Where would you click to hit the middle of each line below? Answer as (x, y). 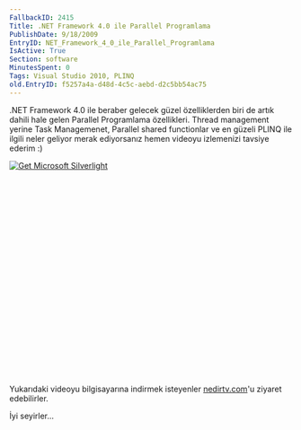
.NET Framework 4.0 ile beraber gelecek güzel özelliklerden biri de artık (142, 110)
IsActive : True (38, 51)
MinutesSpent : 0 (40, 68)
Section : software (44, 59)
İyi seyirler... (32, 416)
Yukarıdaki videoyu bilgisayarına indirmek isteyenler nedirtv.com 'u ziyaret (146, 389)
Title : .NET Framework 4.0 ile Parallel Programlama (110, 26)
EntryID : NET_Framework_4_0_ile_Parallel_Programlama (112, 43)
